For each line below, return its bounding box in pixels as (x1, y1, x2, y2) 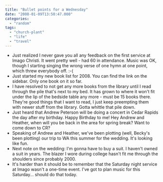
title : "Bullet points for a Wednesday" (5, 7, 89, 12)
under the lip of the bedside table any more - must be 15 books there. (12, 94, 151, 100)
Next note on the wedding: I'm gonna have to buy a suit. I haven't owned (12, 145, 158, 151)
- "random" (9, 20, 32, 26)
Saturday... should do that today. (12, 171, 77, 177)
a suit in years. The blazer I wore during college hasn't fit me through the (12, 151, 158, 157)
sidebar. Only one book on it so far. (12, 78, 83, 84)
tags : (5, 25, 16, 30)
